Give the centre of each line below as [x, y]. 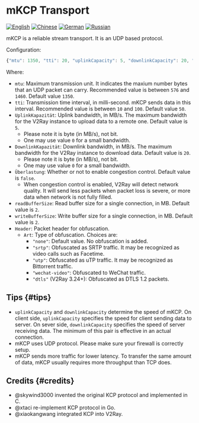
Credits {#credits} [40, 381]
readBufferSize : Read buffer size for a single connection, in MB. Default [102, 203]
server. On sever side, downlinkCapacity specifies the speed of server [100, 325]
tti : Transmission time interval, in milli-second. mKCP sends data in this [103, 102]
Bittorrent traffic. [52, 266]
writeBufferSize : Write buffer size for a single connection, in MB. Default [104, 216]
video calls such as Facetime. [68, 253]
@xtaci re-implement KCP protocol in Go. [65, 408]
